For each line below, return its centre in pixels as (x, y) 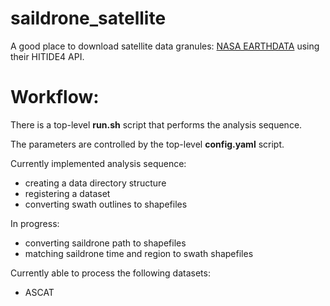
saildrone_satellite (88, 18)
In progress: (35, 223)
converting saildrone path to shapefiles (105, 243)
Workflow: (55, 97)
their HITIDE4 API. (47, 56)
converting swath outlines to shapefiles (106, 204)
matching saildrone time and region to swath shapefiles (139, 253)
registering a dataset (67, 193)
